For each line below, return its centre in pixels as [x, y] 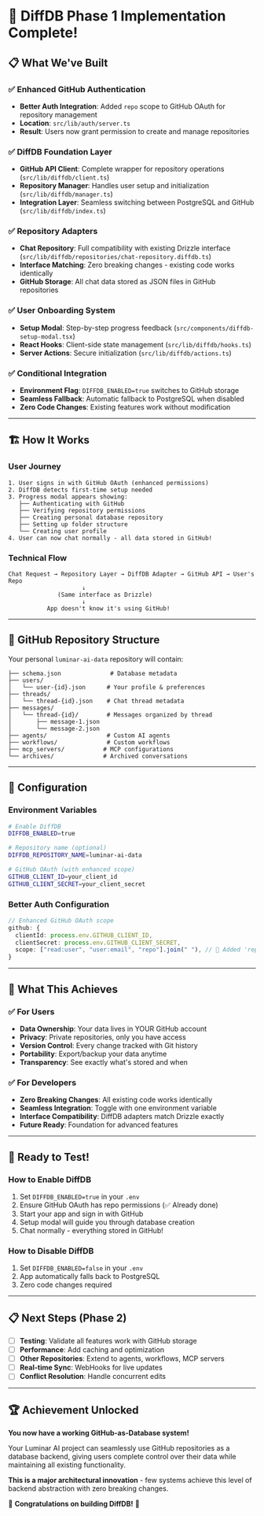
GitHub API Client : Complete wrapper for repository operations [122, 169]
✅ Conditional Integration [58, 373]
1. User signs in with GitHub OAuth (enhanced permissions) [109, 483]
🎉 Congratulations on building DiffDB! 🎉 [74, 1504]
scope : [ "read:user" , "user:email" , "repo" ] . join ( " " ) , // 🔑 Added [128, 950]
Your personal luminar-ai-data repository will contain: [96, 659]
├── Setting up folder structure [73, 524]
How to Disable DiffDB [51, 1251]
